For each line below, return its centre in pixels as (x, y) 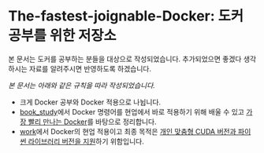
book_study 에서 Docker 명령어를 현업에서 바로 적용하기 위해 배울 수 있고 (132, 111)
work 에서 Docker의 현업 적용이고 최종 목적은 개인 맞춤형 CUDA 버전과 (128, 131)
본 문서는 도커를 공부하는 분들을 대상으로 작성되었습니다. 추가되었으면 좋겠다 (125, 59)
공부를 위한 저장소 (62, 36)
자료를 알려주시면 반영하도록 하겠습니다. (90, 68)
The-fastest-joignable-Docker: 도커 (126, 16)
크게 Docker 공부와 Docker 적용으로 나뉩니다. (90, 102)
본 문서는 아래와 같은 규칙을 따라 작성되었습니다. (82, 85)
